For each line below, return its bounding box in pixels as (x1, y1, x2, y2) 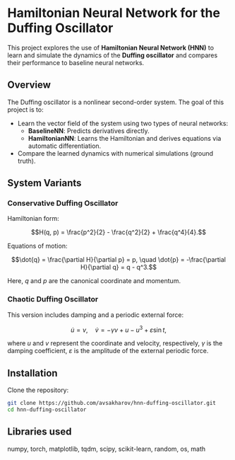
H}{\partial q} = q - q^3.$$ (80, 263, 157, 272)
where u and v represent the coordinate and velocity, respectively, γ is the (7, 339, 223, 347)
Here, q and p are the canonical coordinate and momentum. (7, 277, 181, 285)
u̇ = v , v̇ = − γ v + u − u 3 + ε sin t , (70, 324, 167, 334)
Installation (7, 367, 58, 379)
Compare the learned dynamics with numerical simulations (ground (17, 149, 214, 157)
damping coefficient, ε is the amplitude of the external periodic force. (7, 347, 209, 355)
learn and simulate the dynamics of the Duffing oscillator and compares (7, 51, 218, 59)
